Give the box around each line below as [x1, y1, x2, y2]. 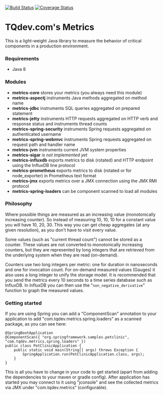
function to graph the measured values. [5, 287, 84, 293]
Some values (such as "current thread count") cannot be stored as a [5, 236, 142, 242]
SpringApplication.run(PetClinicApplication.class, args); [22, 352, 145, 357]
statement [12, 110, 33, 116]
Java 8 [12, 66, 26, 72]
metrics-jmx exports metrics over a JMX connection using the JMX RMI [12, 178, 157, 184]
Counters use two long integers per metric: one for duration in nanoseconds [5, 261, 158, 267]
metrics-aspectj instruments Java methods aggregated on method [12, 95, 147, 101]
